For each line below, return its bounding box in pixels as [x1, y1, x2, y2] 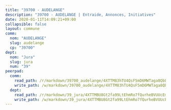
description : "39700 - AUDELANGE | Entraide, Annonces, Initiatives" [5, 12, 156, 17]
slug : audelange [10, 41, 44, 46]
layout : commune [5, 26, 40, 31]
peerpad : [5, 69, 24, 74]
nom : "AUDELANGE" [10, 36, 47, 41]
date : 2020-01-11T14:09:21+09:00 [5, 17, 76, 22]
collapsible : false [5, 21, 47, 27]
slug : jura [10, 59, 33, 64]
